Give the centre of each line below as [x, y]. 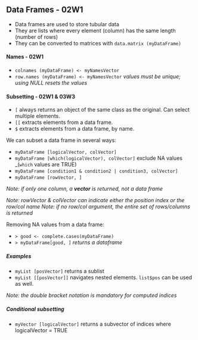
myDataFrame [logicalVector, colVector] [66, 152]
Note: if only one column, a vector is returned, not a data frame [84, 189]
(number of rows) [36, 37]
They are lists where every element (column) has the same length [95, 30]
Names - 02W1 [25, 57]
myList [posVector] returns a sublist [59, 271]
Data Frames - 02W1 [45, 10]
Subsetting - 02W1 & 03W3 [41, 96]
